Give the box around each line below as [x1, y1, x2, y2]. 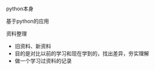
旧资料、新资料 [14, 43, 51, 49]
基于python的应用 [6, 18, 49, 25]
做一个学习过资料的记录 [14, 58, 72, 64]
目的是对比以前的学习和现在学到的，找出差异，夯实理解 [14, 50, 149, 57]
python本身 [6, 5, 34, 12]
